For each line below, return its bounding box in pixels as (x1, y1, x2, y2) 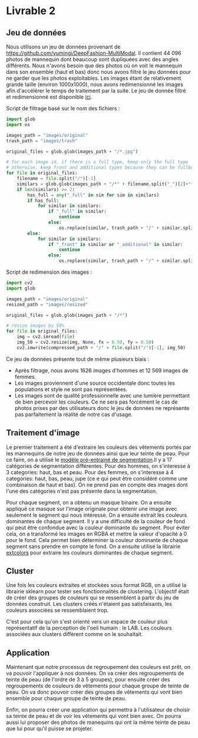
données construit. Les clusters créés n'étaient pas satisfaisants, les (6, 601, 172, 608)
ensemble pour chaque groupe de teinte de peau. (6, 695, 127, 702)
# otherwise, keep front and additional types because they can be (6, 165, 176, 170)
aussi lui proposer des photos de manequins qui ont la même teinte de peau (6, 719, 190, 726)
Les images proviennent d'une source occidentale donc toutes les (14, 379, 176, 386)
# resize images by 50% (6, 323, 65, 329)
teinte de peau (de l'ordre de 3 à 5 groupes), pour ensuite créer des (6, 676, 170, 683)
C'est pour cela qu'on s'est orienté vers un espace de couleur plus (6, 618, 168, 625)
